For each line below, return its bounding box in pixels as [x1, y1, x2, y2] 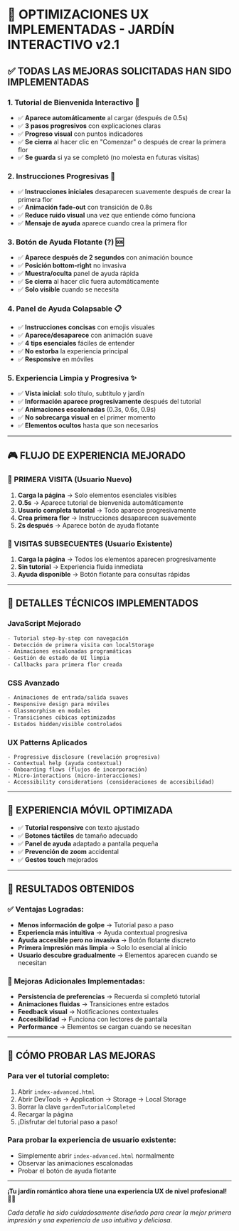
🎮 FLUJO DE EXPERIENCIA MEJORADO [7, 449, 186, 462]
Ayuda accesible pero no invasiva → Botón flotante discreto [17, 935, 196, 944]
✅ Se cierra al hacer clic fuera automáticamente [17, 277, 159, 286]
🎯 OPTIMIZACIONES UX [7, 6, 149, 23]
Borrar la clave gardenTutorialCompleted [17, 1102, 136, 1111]
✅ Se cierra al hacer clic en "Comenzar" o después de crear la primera [17, 137, 226, 146]
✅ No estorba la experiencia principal [17, 346, 129, 355]
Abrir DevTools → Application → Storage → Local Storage [17, 1094, 186, 1103]
